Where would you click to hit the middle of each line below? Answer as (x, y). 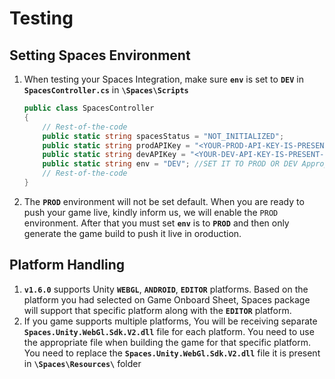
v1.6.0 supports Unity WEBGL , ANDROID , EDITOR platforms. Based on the (166, 289)
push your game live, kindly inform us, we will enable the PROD (151, 212)
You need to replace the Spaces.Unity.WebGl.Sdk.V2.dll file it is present (172, 353)
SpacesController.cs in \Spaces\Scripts (106, 90)
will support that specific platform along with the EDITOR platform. (157, 310)
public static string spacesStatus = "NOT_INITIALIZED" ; (163, 136)
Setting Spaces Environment (100, 55)
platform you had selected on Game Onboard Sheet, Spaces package (167, 299)
